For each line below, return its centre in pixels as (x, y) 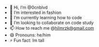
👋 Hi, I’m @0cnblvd (28, 7)
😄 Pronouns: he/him (30, 35)
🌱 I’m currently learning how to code (46, 18)
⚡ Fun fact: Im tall (27, 40)
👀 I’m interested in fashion (35, 12)
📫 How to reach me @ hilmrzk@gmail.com (52, 28)
